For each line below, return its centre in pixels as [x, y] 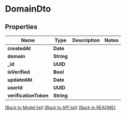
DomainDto [28, 9]
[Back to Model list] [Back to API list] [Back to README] [60, 108]
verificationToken [28, 95]
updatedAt [20, 80]
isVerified [19, 72]
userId [15, 88]
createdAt [19, 48]
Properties [21, 27]
